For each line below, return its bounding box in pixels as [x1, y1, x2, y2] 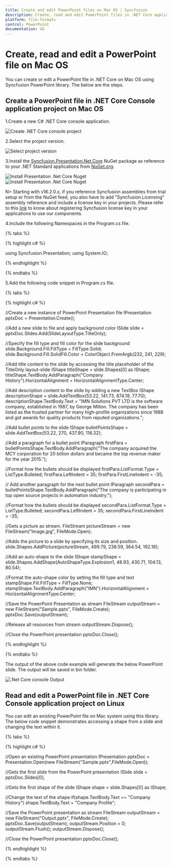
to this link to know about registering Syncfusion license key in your [5, 205, 148, 211]
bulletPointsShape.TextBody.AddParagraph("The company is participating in [5, 487, 166, 493]
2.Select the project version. [5, 138, 65, 144]
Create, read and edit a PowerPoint [5, 49, 157, 60]
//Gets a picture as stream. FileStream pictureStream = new [5, 523, 131, 529]
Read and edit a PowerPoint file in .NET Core [5, 691, 149, 700]
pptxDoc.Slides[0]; [5, 774, 45, 781]
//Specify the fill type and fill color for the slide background [5, 340, 130, 346]
